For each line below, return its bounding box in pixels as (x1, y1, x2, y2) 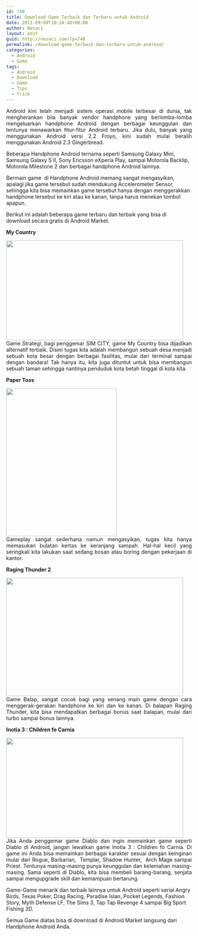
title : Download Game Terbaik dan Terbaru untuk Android (6, 14, 149, 20)
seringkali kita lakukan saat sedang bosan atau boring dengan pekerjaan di (6, 548, 192, 555)
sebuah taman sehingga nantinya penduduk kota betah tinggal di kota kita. (6, 365, 187, 372)
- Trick (11, 91, 31, 97)
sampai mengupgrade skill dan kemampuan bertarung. (6, 875, 139, 882)
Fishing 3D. (6, 905, 34, 912)
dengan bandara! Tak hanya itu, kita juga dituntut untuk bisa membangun (6, 358, 192, 365)
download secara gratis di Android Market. (6, 217, 110, 224)
